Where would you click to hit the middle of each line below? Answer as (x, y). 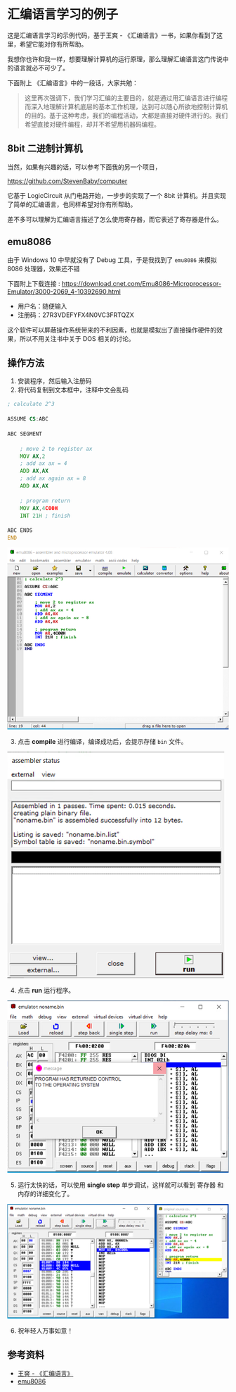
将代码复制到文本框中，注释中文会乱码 (73, 390)
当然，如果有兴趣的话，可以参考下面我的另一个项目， (84, 167)
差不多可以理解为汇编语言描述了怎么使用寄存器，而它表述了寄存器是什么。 (115, 219)
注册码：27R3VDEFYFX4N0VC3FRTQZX (76, 315)
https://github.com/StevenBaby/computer (67, 181)
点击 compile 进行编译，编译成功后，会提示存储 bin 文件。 (102, 742)
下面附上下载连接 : (34, 283)
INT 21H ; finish (45, 516)
